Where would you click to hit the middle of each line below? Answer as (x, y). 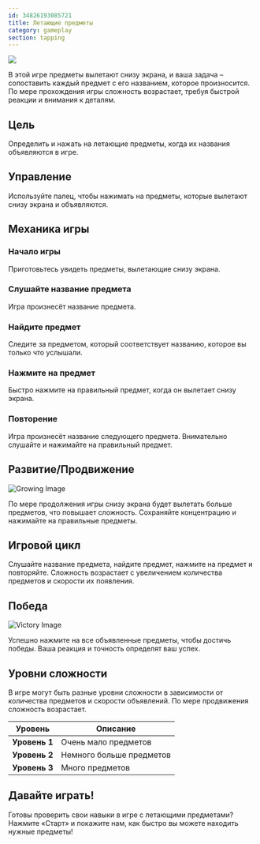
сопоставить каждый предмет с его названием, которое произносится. (129, 83)
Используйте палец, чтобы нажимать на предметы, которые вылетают (128, 196)
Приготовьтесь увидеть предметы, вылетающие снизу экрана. (114, 268)
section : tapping (37, 38)
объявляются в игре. (43, 152)
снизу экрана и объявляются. (58, 204)
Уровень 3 (33, 768)
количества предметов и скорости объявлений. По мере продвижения (128, 701)
